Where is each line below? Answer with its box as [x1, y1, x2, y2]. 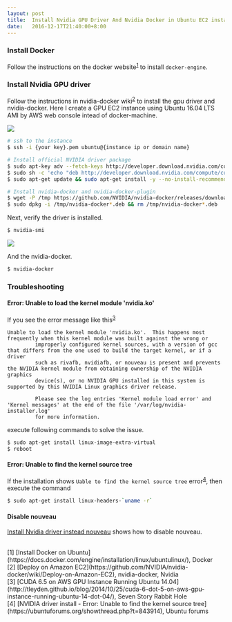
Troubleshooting [7, 282, 64, 291]
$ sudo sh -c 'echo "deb [7, 169, 79, 176]
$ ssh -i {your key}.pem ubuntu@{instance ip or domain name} [7, 144, 190, 151]
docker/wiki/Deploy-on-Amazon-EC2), [7, 570, 117, 579]
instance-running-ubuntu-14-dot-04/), [7, 592, 117, 601]
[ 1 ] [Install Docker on [7, 548, 66, 556]
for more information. [35, 414, 100, 420]
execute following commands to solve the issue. [7, 425, 144, 434]
